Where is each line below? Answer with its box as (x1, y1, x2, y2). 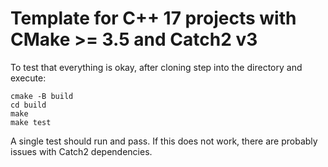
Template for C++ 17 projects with (10, 7, 297, 30)
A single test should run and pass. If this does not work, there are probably (10, 135, 318, 147)
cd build (10, 100, 47, 110)
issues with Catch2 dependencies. (10, 145, 153, 157)
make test (10, 117, 52, 127)
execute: (10, 72, 47, 84)
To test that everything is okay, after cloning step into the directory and (10, 61, 303, 73)
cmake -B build (10, 91, 74, 101)
